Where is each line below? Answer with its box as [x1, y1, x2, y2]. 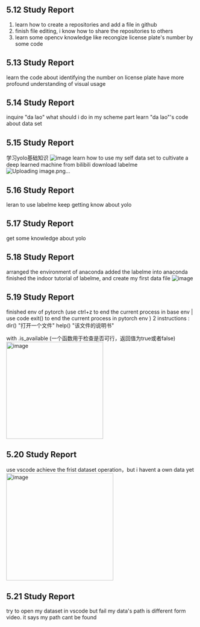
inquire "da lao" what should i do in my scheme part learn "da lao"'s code [6, 114, 189, 121]
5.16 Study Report [6, 185, 74, 195]
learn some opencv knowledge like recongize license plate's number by [14, 33, 193, 41]
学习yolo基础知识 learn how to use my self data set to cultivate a [6, 154, 189, 162]
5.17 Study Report [6, 219, 74, 229]
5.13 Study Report [6, 57, 74, 68]
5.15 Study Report [6, 137, 74, 147]
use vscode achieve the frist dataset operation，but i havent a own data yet [6, 466, 194, 474]
